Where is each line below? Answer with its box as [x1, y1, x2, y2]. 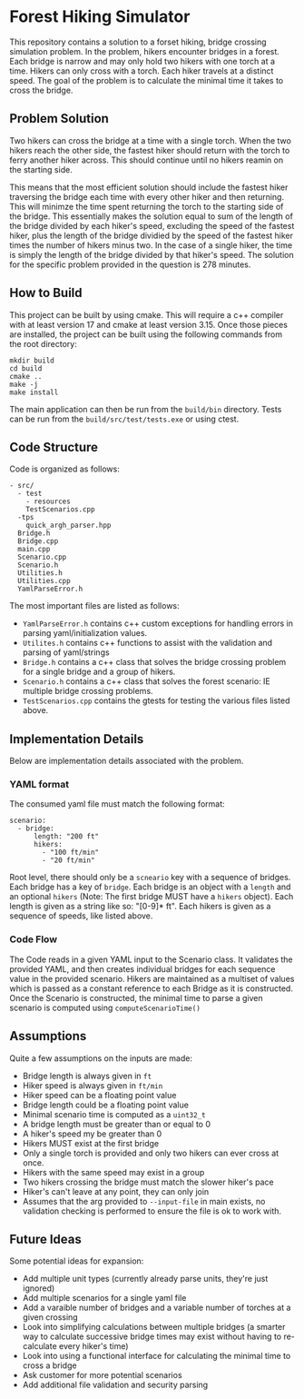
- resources [25, 497, 71, 506]
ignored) [22, 1283, 55, 1294]
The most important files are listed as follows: [9, 600, 180, 611]
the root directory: [9, 338, 77, 349]
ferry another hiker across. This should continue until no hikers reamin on [9, 154, 284, 165]
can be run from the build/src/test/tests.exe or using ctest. [9, 413, 240, 424]
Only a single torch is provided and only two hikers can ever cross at [22, 1147, 279, 1158]
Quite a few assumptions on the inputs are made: [9, 1052, 193, 1064]
